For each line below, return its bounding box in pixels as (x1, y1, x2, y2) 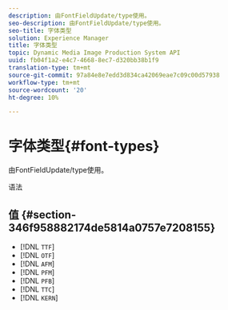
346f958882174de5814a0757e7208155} (8, 221, 216, 234)
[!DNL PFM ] (19, 268, 55, 276)
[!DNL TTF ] (19, 242, 55, 252)
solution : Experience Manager (8, 34, 110, 42)
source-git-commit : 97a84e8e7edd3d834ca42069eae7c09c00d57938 (8, 71, 220, 79)
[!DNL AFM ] (19, 259, 55, 268)
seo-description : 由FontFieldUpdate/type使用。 (8, 19, 166, 27)
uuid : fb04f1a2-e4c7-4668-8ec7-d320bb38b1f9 (8, 57, 159, 65)
